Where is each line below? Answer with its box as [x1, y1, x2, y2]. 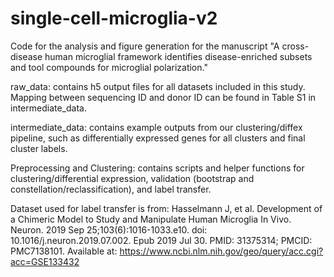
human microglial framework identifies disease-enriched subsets [44, 50, 313, 62]
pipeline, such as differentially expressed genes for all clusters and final [10, 132, 306, 144]
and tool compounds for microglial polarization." [10, 61, 208, 73]
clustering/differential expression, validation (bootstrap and [10, 172, 255, 184]
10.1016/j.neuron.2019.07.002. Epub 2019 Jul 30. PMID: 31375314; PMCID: [10, 234, 313, 246]
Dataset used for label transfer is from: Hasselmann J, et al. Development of [10, 202, 323, 214]
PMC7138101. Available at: [10, 245, 118, 257]
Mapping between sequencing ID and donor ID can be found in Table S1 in [10, 91, 317, 103]
